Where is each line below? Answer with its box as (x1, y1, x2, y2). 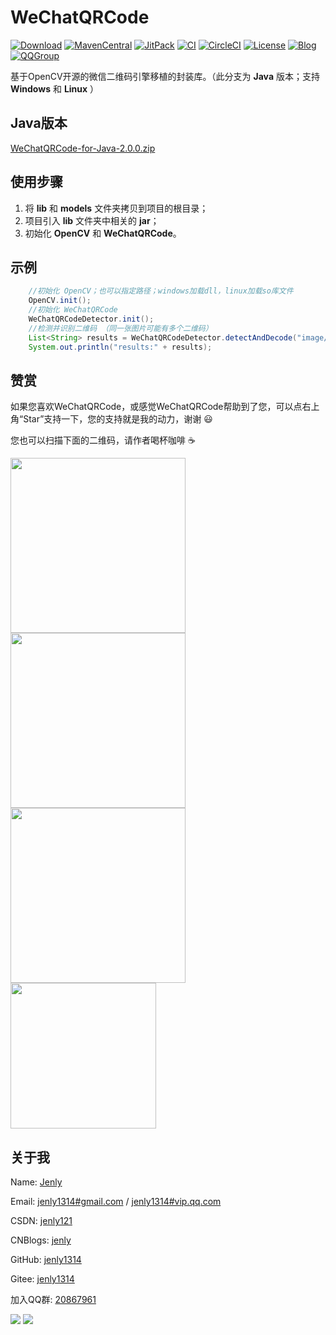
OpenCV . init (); (28, 296, 92, 306)
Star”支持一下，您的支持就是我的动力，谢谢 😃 (23, 413, 213, 425)
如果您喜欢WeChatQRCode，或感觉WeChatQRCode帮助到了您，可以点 (10, 401, 303, 413)
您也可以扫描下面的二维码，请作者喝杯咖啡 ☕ (10, 434, 196, 446)
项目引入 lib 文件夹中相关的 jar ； (24, 214, 160, 226)
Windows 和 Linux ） (10, 82, 100, 95)
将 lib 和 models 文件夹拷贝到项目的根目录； (24, 202, 209, 214)
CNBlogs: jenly (10, 1234, 72, 1246)
